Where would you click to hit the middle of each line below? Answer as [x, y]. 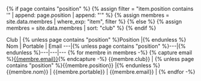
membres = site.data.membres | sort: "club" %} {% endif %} [81, 28]
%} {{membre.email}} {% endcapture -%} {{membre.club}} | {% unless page [100, 59]
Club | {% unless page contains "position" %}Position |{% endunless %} [96, 40]
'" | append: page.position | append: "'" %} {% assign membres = [88, 15]
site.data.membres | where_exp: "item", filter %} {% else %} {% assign [94, 21]
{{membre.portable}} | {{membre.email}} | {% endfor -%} [124, 72]
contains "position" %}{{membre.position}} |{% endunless [79, 65]
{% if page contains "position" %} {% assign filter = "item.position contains [100, 9]
